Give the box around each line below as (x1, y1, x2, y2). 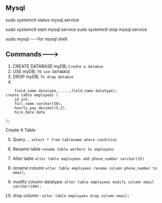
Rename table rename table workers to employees (12, 146, 115, 152)
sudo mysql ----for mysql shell (5, 36, 68, 42)
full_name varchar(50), (14, 101, 63, 106)
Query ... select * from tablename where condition (12, 136, 117, 142)
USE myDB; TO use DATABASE (12, 68, 70, 74)
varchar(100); (12, 184, 42, 189)
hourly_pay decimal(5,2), (14, 105, 68, 110)
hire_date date (14, 110, 46, 115)
